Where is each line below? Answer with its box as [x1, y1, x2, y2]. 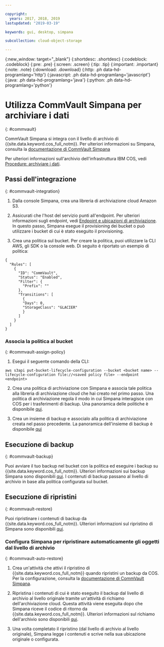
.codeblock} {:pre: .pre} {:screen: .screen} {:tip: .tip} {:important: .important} [5, 61, 159, 67]
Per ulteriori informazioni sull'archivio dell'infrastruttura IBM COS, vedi [5, 156, 147, 162]
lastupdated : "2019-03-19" [5, 21, 60, 26]
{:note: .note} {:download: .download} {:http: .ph [5, 67, 102, 73]
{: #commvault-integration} [5, 188, 60, 194]
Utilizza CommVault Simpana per [5, 99, 142, 111]
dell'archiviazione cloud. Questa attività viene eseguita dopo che [12, 601, 143, 607]
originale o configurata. [12, 636, 60, 642]
